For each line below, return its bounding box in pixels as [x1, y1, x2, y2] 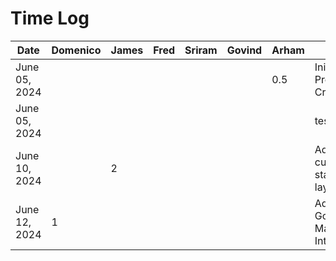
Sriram [184, 43, 218, 57]
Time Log [10, 7, 90, 30]
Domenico [51, 43, 102, 57]
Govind [226, 43, 263, 57]
